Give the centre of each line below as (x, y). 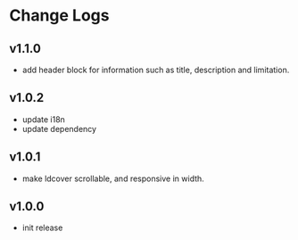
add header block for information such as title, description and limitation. (156, 70)
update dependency (59, 128)
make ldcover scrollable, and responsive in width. (113, 178)
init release (42, 228)
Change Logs (59, 16)
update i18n (43, 119)
